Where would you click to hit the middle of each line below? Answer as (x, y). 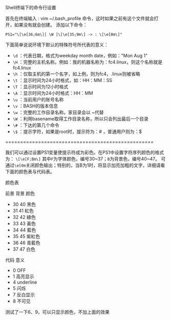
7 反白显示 (24, 295)
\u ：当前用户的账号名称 (38, 99)
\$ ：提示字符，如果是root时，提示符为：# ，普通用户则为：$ (77, 132)
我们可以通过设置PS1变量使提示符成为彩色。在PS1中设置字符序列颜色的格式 (85, 152)
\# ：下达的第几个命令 (36, 125)
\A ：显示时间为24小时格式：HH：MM (53, 93)
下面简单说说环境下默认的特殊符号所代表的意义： (57, 45)
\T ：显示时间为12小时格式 (40, 87)
